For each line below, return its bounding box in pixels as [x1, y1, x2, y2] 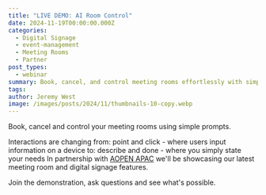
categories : [8, 26, 47, 34]
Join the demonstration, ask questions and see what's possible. [8, 178, 216, 187]
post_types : [8, 63, 47, 71]
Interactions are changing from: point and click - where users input [8, 137, 226, 147]
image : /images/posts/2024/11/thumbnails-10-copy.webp [8, 100, 193, 108]
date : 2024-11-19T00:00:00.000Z [8, 19, 115, 27]
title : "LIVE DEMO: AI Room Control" [8, 11, 133, 20]
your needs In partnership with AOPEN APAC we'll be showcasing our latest [8, 154, 255, 163]
